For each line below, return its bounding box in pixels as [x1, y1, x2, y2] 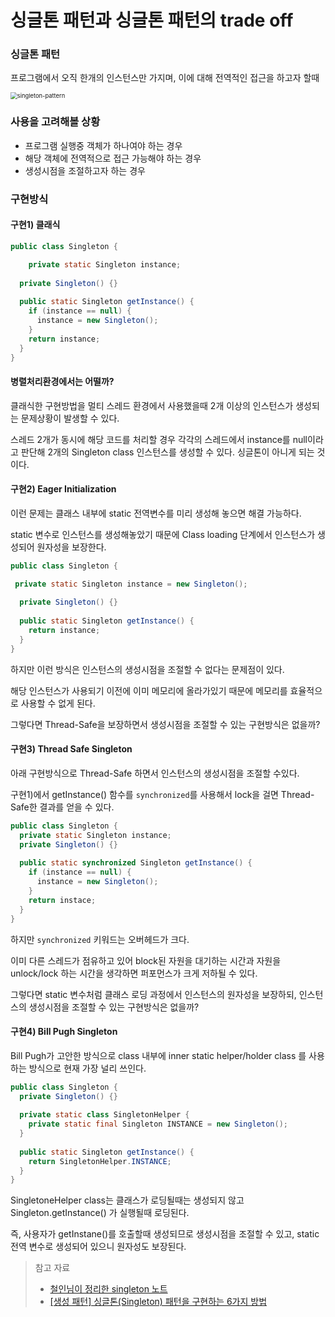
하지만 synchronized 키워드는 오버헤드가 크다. [10, 933, 190, 945]
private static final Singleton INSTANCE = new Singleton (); [28, 1119, 288, 1130]
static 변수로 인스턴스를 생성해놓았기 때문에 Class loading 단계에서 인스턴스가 [10, 528, 316, 540]
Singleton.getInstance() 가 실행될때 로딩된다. [10, 1207, 190, 1219]
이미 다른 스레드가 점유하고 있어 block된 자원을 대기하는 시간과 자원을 [10, 954, 282, 966]
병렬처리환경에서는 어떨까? [10, 376, 115, 387]
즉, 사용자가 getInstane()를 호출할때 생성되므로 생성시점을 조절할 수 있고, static [10, 1228, 320, 1240]
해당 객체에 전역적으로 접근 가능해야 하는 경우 [24, 152, 202, 164]
